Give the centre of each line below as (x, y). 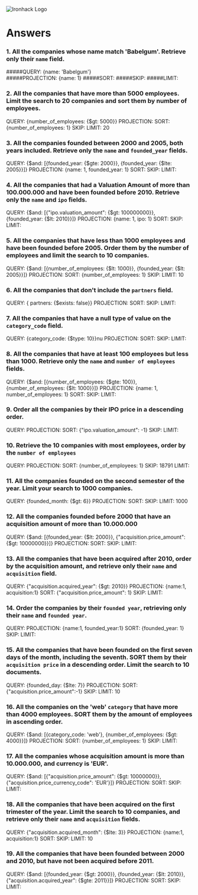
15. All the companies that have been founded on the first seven (99, 650)
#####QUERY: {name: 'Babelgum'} (49, 72)
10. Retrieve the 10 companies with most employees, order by (96, 445)
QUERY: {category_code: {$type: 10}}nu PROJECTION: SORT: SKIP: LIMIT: (96, 338)
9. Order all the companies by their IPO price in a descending (95, 410)
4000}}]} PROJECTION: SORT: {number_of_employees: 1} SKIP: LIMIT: (92, 740)
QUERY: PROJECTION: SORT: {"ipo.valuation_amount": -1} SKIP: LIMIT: (92, 430)
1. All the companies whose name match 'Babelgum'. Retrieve (96, 52)
